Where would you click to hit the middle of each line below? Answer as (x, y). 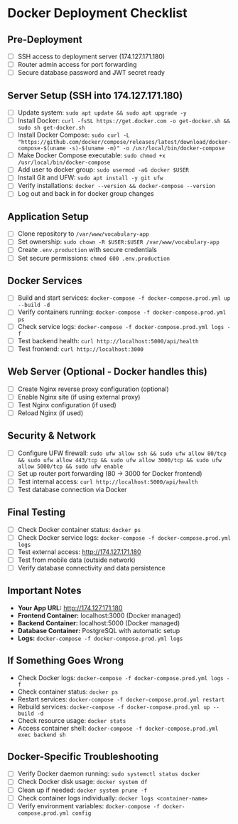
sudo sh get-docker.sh (51, 128)
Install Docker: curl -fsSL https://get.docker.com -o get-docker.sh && (124, 121)
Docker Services (45, 280)
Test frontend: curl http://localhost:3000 (81, 349)
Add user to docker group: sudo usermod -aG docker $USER (103, 170)
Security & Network (52, 436)
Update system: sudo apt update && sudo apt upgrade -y (102, 113)
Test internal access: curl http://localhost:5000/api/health (108, 481)
